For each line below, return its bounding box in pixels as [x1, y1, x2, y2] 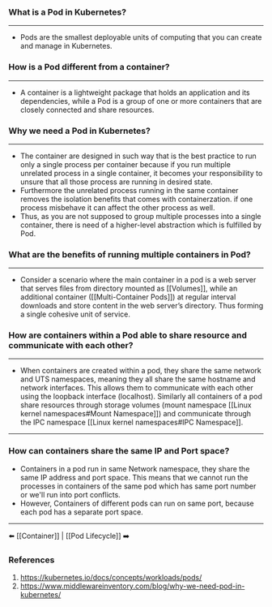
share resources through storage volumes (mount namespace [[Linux [19, 400, 253, 410]
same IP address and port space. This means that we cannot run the [19, 472, 249, 482]
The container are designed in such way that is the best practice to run [19, 151, 257, 161]
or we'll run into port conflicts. [19, 489, 121, 499]
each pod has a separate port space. [19, 506, 143, 517]
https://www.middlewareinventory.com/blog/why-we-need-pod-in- [19, 581, 245, 591]
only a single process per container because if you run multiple [19, 159, 231, 169]
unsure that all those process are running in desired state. [19, 177, 213, 187]
